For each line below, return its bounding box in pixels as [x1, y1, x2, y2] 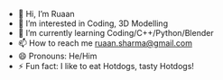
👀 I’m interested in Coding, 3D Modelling [17, 18, 169, 29]
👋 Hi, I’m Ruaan [17, 9, 75, 19]
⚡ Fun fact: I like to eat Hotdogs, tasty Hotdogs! [17, 61, 194, 71]
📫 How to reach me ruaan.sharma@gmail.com [17, 38, 192, 49]
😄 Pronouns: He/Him [17, 50, 98, 61]
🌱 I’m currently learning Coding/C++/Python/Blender [17, 28, 214, 38]
